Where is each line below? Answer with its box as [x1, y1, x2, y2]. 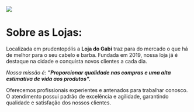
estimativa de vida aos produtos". [6, 75, 91, 82]
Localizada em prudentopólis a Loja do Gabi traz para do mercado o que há [6, 45, 188, 52]
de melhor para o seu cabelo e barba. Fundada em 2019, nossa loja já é [6, 51, 178, 58]
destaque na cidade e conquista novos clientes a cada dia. [6, 57, 147, 65]
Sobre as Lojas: [6, 26, 82, 39]
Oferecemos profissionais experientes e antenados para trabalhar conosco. [6, 86, 188, 93]
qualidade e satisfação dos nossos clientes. [6, 99, 112, 106]
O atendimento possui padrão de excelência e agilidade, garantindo [6, 93, 169, 100]
